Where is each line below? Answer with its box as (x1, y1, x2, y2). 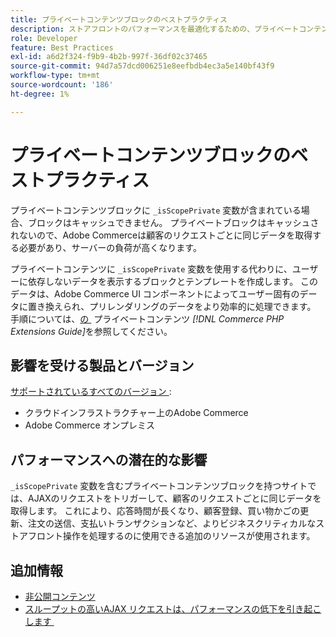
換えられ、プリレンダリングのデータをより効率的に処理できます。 (44, 300, 317, 312)
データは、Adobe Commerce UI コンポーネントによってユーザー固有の (10, 287, 300, 300)
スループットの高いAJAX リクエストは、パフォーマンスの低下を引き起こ (24, 603, 322, 615)
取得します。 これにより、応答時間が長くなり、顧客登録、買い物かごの (10, 505, 301, 517)
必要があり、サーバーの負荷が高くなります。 (18, 241, 202, 253)
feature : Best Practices (10, 42, 114, 53)
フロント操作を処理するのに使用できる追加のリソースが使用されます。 (27, 530, 316, 542)
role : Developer (10, 33, 78, 43)
